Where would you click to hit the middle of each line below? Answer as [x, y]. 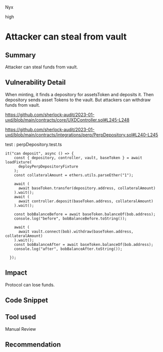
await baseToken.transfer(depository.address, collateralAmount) [87, 188]
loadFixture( [19, 162]
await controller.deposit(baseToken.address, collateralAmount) [86, 201]
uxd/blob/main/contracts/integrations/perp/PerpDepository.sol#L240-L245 [82, 135]
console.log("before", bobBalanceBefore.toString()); [70, 218]
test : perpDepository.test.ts [34, 144]
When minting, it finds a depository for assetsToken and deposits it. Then [80, 94]
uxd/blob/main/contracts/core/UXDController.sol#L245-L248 [67, 120]
